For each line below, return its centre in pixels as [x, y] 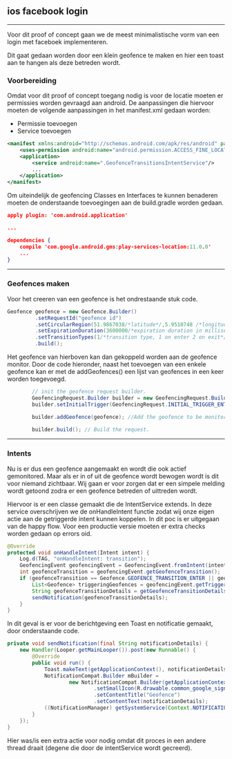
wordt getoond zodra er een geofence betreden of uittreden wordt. [103, 491]
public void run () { [61, 663]
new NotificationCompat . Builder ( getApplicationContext [149, 682]
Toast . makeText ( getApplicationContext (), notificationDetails [135, 669]
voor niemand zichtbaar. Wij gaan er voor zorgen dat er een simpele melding [116, 483]
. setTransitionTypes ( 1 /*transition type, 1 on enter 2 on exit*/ [131, 337]
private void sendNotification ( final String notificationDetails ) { [108, 644]
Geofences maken [39, 284]
